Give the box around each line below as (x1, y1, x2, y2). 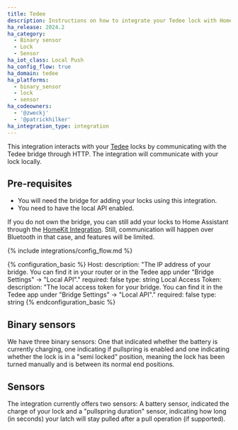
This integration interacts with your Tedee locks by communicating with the (7, 142, 227, 150)
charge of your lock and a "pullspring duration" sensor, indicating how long (7, 407, 227, 415)
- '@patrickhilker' (13, 116, 72, 123)
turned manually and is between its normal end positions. (7, 360, 175, 369)
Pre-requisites (7, 177, 72, 189)
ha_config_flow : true (7, 63, 72, 70)
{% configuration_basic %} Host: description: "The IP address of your (7, 260, 211, 269)
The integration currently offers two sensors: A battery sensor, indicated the (7, 399, 229, 408)
